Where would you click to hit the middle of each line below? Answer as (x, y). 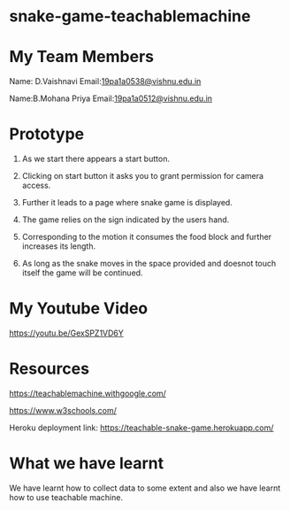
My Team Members (82, 57)
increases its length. (58, 246)
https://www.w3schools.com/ (63, 410)
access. (36, 185)
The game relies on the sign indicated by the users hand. (126, 220)
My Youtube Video (79, 309)
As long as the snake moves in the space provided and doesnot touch (149, 264)
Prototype (47, 134)
